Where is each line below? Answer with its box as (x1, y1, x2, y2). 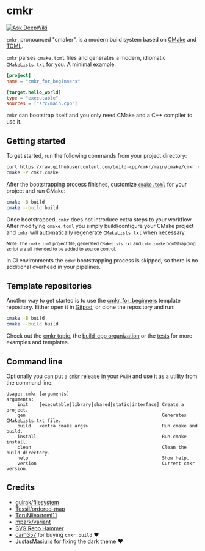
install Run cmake (17, 434, 187, 440)
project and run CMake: (6, 187, 66, 194)
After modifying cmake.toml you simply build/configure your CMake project (6, 222, 194, 229)
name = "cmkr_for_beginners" (6, 78, 81, 84)
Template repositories (6, 281, 92, 291)
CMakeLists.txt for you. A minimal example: (6, 61, 116, 68)
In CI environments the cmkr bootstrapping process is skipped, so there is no (6, 256, 198, 264)
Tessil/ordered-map (15, 505, 65, 512)
